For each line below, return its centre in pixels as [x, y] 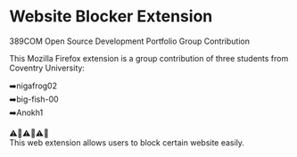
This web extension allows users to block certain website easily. [127, 142]
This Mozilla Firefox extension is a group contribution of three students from [149, 58]
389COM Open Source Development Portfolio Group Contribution [129, 41]
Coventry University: [47, 68]
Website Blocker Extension [111, 17]
